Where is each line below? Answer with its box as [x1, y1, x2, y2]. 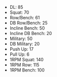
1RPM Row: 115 [9, 62, 40, 68]
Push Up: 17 [9, 46, 34, 52]
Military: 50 [9, 36, 33, 41]
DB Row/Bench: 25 [9, 20, 48, 26]
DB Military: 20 [9, 41, 40, 46]
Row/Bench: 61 [9, 15, 40, 20]
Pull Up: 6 [9, 51, 30, 57]
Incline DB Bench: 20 [9, 31, 52, 36]
